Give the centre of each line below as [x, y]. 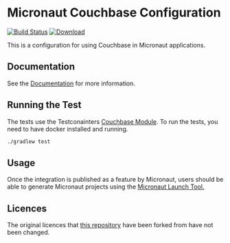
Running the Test [44, 105]
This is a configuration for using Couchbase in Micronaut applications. [106, 45]
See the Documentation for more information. [71, 83]
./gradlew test [29, 141]
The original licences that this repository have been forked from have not [110, 225]
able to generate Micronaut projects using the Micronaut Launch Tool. [106, 187]
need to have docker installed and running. [68, 129]
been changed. [28, 233]
